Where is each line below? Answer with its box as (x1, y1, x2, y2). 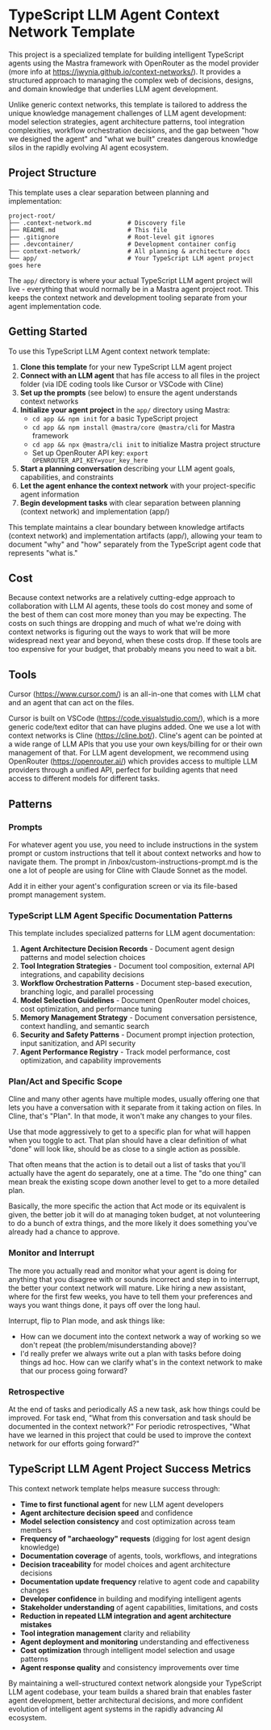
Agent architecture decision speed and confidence (19, 1508, 194, 1517)
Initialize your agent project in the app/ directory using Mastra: (19, 404, 231, 414)
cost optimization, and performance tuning (19, 1005, 163, 1014)
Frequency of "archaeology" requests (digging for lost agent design (19, 1533, 251, 1543)
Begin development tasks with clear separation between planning (19, 497, 241, 507)
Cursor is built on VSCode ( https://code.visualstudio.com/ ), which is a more (8, 713, 260, 723)
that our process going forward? (19, 1365, 127, 1376)
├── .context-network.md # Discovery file (8, 218, 186, 227)
